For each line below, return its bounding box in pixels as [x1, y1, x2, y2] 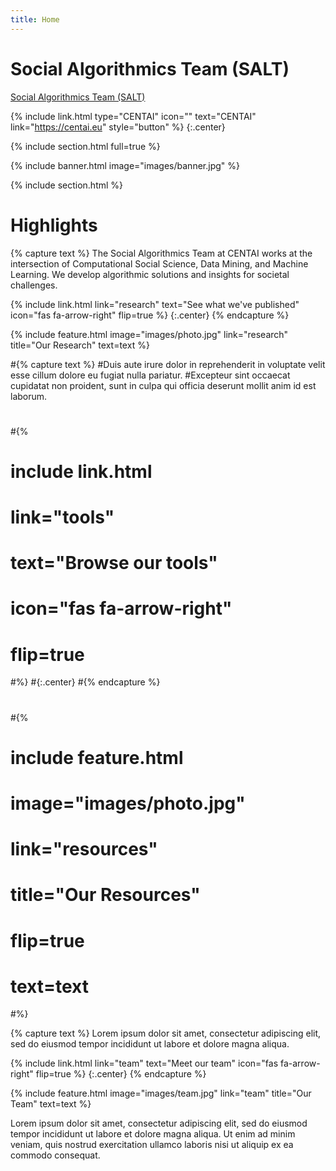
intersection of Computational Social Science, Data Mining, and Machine [10, 257, 309, 270]
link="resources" [10, 838, 158, 861]
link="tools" [10, 506, 115, 529]
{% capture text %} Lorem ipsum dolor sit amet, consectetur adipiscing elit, [10, 1027, 322, 1040]
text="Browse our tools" [10, 552, 218, 575]
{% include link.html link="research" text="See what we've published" [10, 298, 300, 310]
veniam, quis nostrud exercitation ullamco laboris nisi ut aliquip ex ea [10, 1139, 294, 1151]
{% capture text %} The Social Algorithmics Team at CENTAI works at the [10, 247, 313, 259]
